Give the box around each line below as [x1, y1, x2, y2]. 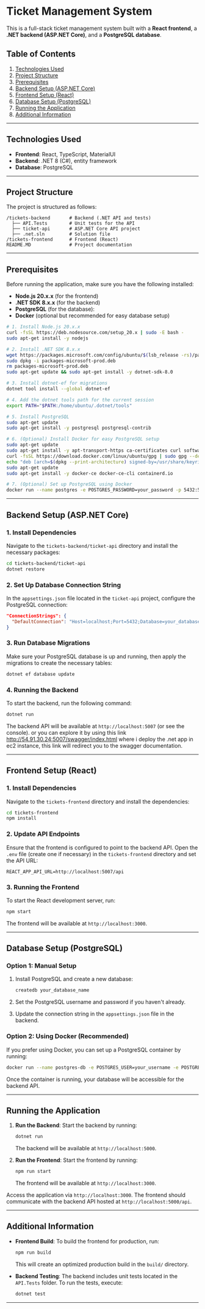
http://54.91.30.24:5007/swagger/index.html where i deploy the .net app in [6, 735, 193, 743]
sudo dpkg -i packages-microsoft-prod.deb [6, 357, 116, 364]
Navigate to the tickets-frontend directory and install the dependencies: [6, 798, 190, 805]
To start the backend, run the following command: [6, 700, 132, 707]
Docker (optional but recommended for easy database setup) [15, 312, 170, 319]
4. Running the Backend [6, 685, 79, 694]
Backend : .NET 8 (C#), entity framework [15, 157, 117, 164]
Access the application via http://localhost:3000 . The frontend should [6, 1191, 186, 1199]
